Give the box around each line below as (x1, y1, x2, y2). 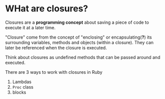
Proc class (12, 84, 34, 90)
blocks (12, 89, 26, 95)
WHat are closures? (5, 3, 88, 14)
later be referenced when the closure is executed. (5, 45, 107, 50)
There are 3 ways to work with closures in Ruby (5, 69, 103, 75)
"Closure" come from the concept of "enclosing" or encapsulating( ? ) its (5, 34, 152, 40)
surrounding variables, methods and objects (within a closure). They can (5, 39, 154, 45)
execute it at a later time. (5, 24, 56, 30)
